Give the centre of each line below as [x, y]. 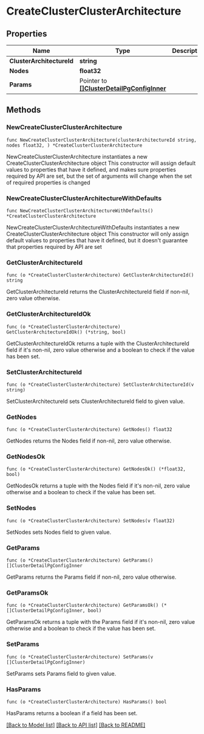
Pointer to [93, 81]
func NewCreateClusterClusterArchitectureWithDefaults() [80, 211]
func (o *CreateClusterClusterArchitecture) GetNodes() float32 [89, 430]
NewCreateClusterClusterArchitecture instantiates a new [77, 156]
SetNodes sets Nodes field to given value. [59, 532]
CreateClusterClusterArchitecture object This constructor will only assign [98, 234]
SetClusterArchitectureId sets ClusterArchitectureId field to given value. [96, 401]
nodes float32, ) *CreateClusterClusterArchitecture [74, 145]
